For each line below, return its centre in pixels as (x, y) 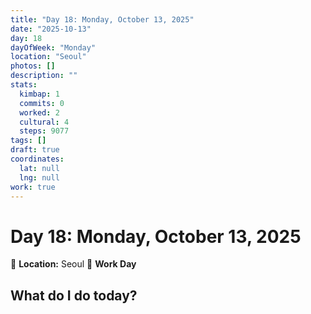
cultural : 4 (44, 122)
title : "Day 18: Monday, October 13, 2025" (102, 19)
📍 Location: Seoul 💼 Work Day (73, 264)
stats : (24, 85)
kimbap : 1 (39, 94)
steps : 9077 (44, 131)
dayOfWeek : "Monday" (53, 47)
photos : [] (33, 66)
